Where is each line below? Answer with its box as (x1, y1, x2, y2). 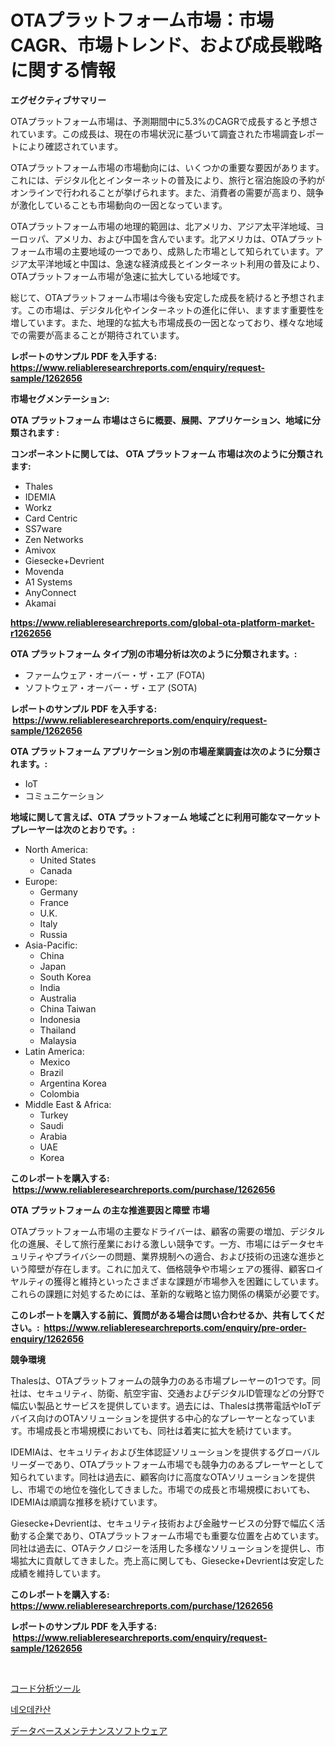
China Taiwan (39, 1002, 97, 1015)
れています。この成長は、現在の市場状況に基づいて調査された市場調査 (10, 127, 298, 140)
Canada (39, 864, 73, 876)
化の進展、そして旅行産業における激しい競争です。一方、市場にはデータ (10, 1237, 308, 1250)
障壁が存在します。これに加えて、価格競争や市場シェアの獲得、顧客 (27, 1262, 307, 1275)
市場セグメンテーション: (10, 392, 110, 405)
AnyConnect (24, 586, 77, 598)
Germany (39, 886, 78, 898)
